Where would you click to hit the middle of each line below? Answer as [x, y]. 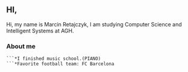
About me [21, 46]
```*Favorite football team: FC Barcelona [60, 64]
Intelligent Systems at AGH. [40, 31]
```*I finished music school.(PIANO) [54, 59]
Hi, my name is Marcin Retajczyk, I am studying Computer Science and [94, 24]
